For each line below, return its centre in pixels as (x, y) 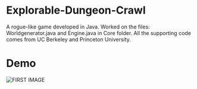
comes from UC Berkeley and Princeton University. (68, 39)
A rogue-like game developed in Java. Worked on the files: (78, 27)
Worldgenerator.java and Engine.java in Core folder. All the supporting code (99, 33)
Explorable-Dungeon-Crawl (76, 10)
